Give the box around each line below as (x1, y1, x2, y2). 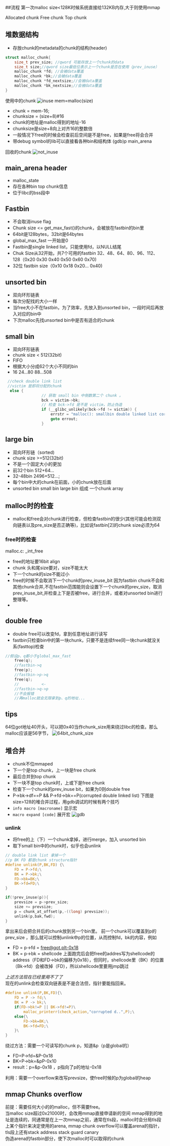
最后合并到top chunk (12, 773, 56, 779)
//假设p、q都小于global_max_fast (5, 653, 71, 659)
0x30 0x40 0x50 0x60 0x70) (36, 257, 97, 263)
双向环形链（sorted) (12, 449, 55, 455)
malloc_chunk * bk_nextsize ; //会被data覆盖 (14, 83, 102, 89)
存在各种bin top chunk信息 (12, 183, 68, 189)
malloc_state (12, 177, 39, 183)
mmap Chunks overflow (5, 1090, 82, 1098)
